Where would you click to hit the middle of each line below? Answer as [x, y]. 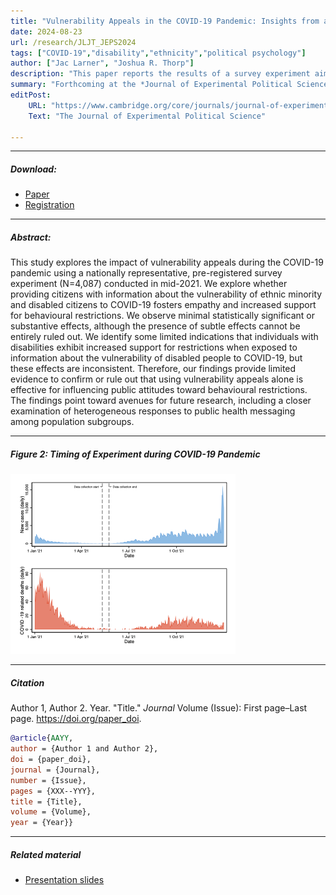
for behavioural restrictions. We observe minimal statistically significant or [162, 316]
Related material [46, 854]
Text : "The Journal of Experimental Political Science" [147, 116]
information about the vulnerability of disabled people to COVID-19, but [156, 358]
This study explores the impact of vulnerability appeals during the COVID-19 [167, 262]
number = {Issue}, [48, 780]
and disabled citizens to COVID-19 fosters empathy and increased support [163, 305]
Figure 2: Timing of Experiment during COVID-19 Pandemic [135, 454]
